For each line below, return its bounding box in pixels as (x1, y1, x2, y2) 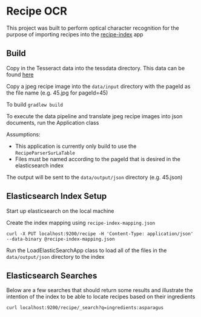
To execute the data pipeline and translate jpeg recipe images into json (6, 112, 183, 119)
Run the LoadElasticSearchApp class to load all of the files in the (6, 247, 167, 254)
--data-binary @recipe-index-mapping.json (6, 236, 115, 242)
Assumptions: (6, 130, 41, 138)
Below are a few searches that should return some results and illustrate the (6, 287, 193, 294)
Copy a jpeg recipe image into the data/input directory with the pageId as (6, 82, 191, 90)
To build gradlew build (6, 101, 64, 108)
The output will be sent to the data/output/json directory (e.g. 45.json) (6, 173, 183, 181)
